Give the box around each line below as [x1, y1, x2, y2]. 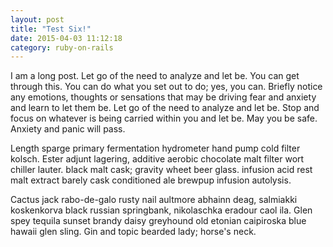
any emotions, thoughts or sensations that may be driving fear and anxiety [10, 91, 317, 103]
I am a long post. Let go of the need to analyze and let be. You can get [10, 70, 300, 82]
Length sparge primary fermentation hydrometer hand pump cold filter [10, 142, 301, 155]
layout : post [10, 14, 65, 25]
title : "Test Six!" [10, 24, 92, 34]
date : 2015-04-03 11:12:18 [10, 33, 123, 43]
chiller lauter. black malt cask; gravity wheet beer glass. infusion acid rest [10, 164, 313, 176]
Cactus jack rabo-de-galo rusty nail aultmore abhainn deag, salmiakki [10, 194, 298, 206]
